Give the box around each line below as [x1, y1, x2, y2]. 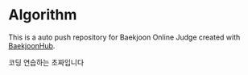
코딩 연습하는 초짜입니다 [8, 57, 85, 67]
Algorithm [8, 6, 77, 24]
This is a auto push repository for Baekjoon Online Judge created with [8, 32, 241, 42]
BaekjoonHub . [8, 40, 56, 50]
